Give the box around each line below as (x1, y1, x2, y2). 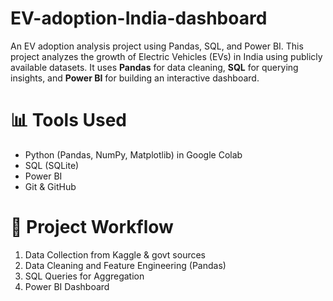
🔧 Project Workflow (10, 216, 174, 239)
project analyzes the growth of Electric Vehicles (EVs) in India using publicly (10, 50, 323, 62)
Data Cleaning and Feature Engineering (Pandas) (24, 259, 227, 271)
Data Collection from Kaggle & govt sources (24, 248, 206, 261)
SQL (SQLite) (24, 159, 80, 171)
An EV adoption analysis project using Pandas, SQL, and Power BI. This (10, 40, 304, 52)
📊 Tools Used (10, 109, 127, 132)
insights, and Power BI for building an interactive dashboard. (10, 72, 260, 84)
